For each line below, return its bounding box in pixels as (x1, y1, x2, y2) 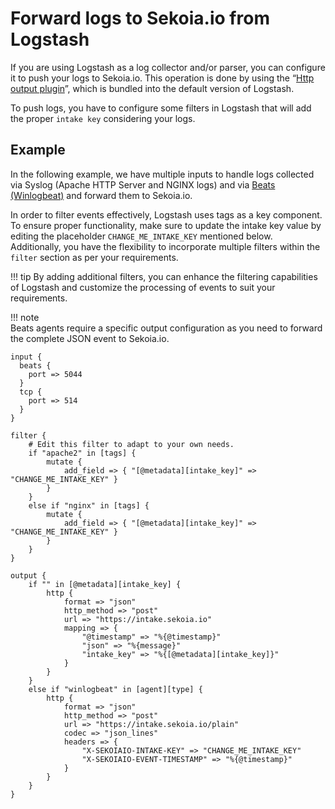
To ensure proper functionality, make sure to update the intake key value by (10, 219, 322, 231)
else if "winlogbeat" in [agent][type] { (28, 684, 203, 694)
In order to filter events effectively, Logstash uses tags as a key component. (10, 208, 323, 221)
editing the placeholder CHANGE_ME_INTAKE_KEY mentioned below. (10, 230, 273, 242)
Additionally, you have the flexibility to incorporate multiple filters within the (10, 240, 321, 252)
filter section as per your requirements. (10, 251, 179, 263)
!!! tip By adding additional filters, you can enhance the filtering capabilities (10, 270, 318, 282)
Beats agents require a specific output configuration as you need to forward (10, 322, 323, 334)
